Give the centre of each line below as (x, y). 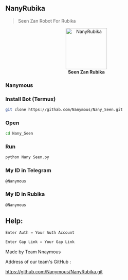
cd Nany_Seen (19, 134)
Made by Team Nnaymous (33, 252)
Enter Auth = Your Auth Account (40, 233)
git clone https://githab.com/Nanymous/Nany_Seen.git (64, 110)
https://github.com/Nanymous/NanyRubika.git (54, 272)
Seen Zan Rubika (86, 72)
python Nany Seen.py (28, 157)
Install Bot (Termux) (31, 99)
